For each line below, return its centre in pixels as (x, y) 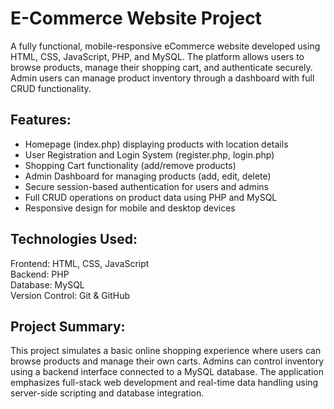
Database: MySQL (47, 284)
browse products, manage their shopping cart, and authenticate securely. (161, 67)
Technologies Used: (74, 239)
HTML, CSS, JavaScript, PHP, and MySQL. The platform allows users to (157, 56)
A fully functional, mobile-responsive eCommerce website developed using (165, 46)
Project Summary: (68, 326)
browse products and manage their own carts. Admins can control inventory (167, 361)
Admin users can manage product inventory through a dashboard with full (162, 78)
